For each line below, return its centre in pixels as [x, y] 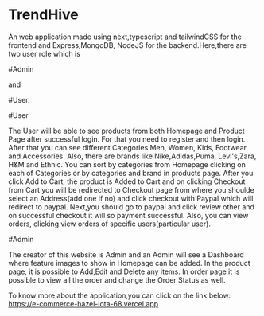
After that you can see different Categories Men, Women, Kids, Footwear [128, 147]
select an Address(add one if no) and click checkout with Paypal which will [131, 198]
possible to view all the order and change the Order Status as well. [117, 279]
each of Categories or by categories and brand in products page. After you [131, 173]
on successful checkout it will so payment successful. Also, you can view [128, 215]
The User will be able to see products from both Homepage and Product [126, 131]
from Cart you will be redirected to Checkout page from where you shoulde [131, 189]
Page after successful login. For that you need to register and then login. [127, 139]
